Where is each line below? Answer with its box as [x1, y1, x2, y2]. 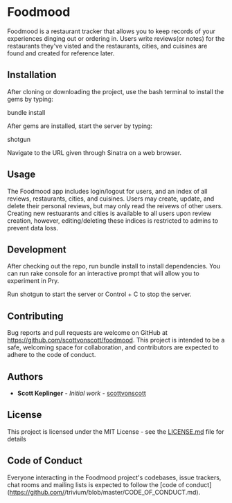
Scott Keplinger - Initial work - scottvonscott [17, 389, 147, 397]
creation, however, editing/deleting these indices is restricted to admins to [7, 216, 219, 225]
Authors [7, 371, 44, 383]
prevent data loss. [7, 223, 59, 232]
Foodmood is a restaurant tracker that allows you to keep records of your [7, 27, 216, 35]
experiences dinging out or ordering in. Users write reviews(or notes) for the [7, 34, 225, 42]
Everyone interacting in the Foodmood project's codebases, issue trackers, [7, 473, 222, 482]
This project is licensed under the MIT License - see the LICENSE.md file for [7, 427, 224, 436]
